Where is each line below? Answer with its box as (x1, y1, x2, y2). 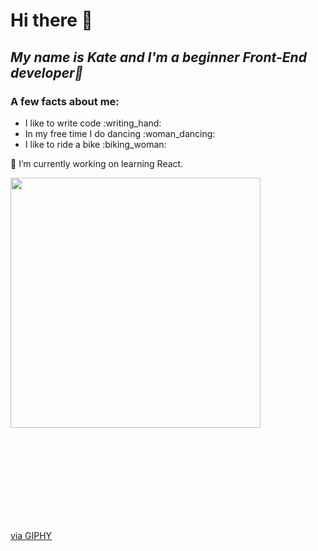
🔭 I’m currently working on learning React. (10, 157, 184, 169)
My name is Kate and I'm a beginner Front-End (10, 49, 307, 66)
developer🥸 (10, 64, 84, 81)
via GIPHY (10, 529, 53, 541)
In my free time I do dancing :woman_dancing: (24, 127, 216, 139)
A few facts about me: (10, 94, 120, 108)
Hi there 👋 (10, 9, 93, 32)
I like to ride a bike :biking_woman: (24, 138, 167, 150)
